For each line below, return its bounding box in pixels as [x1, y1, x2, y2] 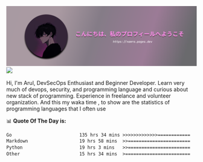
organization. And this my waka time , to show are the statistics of [6, 98, 170, 106]
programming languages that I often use [6, 105, 106, 112]
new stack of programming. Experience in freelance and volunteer [6, 92, 171, 100]
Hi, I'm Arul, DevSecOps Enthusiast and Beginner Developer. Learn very [6, 79, 185, 86]
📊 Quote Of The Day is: [6, 117, 66, 124]
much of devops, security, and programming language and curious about [6, 86, 188, 93]
